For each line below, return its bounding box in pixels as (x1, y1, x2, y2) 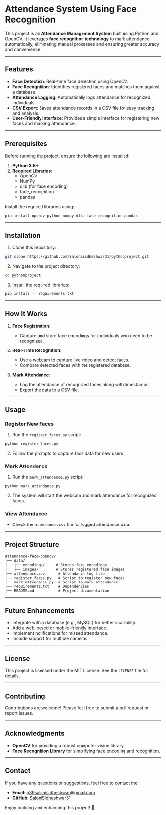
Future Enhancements (5, 606, 75, 615)
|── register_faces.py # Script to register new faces (5, 575, 125, 581)
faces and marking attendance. (12, 120, 76, 126)
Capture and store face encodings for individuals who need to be (19, 332, 152, 338)
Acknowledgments (5, 729, 65, 738)
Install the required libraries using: (5, 203, 75, 209)
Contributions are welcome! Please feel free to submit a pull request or (5, 705, 149, 711)
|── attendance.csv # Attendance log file (5, 571, 105, 576)
